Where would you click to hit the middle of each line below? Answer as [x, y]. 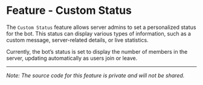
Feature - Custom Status [69, 11]
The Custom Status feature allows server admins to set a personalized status [101, 27]
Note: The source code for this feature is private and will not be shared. [95, 75]
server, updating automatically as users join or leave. [72, 58]
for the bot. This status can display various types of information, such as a [99, 33]
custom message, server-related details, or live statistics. [78, 40]
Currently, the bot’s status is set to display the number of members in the [97, 51]
